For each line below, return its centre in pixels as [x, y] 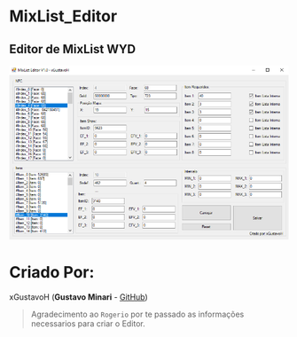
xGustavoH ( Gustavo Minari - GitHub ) [78, 297]
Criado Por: [52, 273]
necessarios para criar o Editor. [88, 323]
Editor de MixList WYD [73, 49]
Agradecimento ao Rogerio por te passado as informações [137, 314]
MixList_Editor [63, 16]
